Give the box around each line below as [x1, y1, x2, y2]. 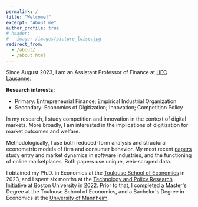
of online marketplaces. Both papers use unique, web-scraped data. [6, 158, 172, 165]
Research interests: [6, 86, 55, 93]
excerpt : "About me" [6, 19, 57, 25]
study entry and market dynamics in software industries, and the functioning [6, 151, 192, 159]
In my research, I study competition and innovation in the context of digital [6, 115, 187, 122]
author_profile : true [6, 25, 60, 31]
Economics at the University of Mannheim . [6, 194, 110, 201]
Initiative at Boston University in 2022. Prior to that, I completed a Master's [6, 182, 187, 189]
